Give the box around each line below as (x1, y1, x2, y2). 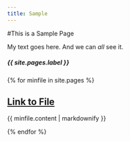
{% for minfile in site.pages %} (7, 76, 95, 84)
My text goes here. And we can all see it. (7, 42, 124, 51)
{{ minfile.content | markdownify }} (7, 114, 106, 123)
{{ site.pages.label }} (7, 58, 70, 66)
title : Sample (7, 10, 48, 17)
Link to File (7, 96, 55, 107)
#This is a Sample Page (7, 29, 75, 37)
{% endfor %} (7, 127, 47, 136)
